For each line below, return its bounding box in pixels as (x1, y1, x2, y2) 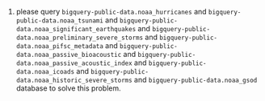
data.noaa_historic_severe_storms (15, 76, 132, 84)
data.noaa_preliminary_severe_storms (15, 34, 144, 42)
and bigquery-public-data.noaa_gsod (133, 75, 258, 84)
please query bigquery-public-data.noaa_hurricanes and (15, 7, 208, 16)
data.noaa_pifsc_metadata (15, 42, 103, 50)
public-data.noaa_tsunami (15, 17, 103, 25)
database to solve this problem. (15, 83, 121, 93)
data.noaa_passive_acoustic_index (15, 59, 132, 67)
